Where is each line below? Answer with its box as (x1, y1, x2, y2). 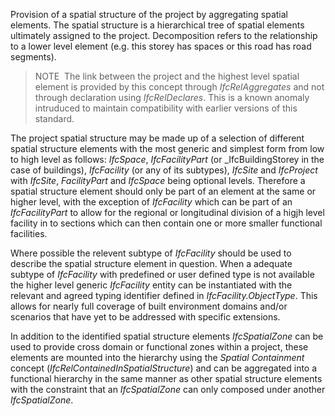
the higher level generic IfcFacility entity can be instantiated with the (10, 279, 293, 291)
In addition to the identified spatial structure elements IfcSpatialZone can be (10, 330, 324, 342)
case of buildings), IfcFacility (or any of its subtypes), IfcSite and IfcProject (10, 164, 318, 176)
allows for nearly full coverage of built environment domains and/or (10, 300, 288, 312)
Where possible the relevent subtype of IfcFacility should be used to (10, 247, 292, 259)
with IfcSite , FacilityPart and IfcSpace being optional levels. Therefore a (10, 175, 306, 186)
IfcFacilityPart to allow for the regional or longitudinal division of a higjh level (10, 207, 325, 218)
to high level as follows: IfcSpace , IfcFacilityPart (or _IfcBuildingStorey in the (10, 154, 325, 165)
